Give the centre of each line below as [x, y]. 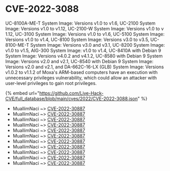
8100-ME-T [17, 45]
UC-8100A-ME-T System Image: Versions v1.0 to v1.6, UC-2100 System [80, 23]
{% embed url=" [23, 93]
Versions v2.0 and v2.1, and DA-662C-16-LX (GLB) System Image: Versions [84, 67]
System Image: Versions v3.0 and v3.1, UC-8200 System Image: [98, 45]
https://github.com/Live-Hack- [71, 93]
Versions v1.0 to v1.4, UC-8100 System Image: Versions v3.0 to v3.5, [77, 40]
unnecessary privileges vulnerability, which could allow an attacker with [81, 78]
